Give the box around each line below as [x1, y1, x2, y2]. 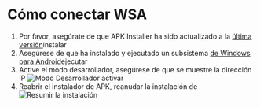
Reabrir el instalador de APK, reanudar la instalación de [18, 81, 198, 91]
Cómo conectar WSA [7, 6, 147, 24]
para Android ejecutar [18, 57, 88, 66]
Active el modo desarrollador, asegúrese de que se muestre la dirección [18, 65, 252, 74]
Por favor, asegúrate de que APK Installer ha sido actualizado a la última [18, 31, 252, 41]
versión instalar [18, 39, 68, 49]
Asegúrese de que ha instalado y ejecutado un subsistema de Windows [18, 48, 251, 57]
